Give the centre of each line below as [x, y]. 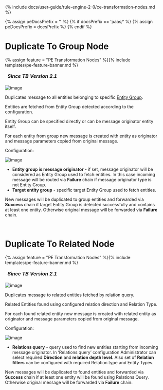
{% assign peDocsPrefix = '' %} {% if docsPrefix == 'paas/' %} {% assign [79, 22]
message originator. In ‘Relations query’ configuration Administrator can [84, 352]
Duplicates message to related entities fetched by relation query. [70, 295]
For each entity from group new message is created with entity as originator [81, 136]
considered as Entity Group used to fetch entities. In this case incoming [84, 174]
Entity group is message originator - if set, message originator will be [82, 169]
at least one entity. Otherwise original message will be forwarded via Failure [81, 210]
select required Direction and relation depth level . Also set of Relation [83, 357]
